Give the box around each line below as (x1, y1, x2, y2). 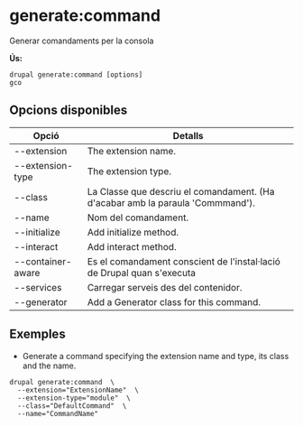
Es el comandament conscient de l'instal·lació (87, 255, 281, 267)
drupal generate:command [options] (9, 69, 143, 79)
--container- (14, 255, 72, 267)
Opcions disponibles (9, 103, 128, 118)
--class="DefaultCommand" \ (17, 401, 127, 411)
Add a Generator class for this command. (87, 295, 262, 308)
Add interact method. (87, 240, 178, 253)
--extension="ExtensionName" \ (17, 385, 140, 394)
